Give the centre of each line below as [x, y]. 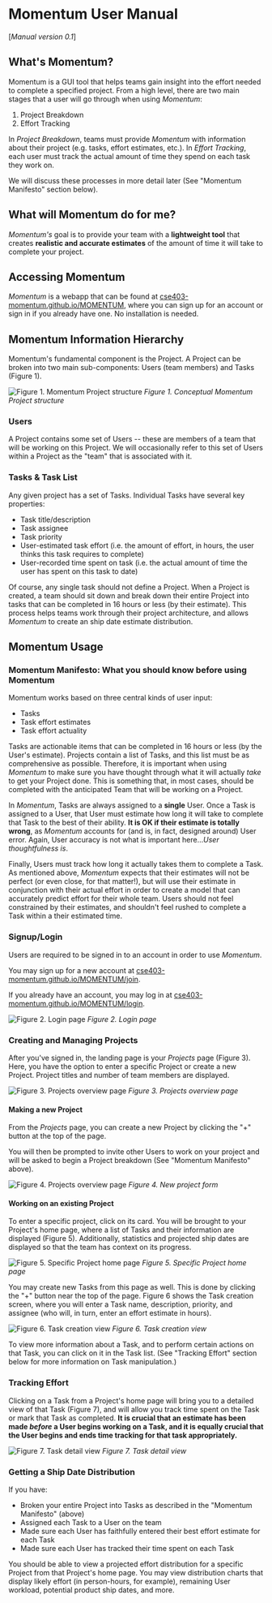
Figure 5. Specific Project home [194, 1263]
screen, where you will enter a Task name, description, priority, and [121, 1304]
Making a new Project [46, 1110]
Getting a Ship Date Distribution [72, 1472]
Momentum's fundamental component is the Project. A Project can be [125, 359]
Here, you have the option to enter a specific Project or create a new [123, 1067]
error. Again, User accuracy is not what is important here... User [114, 840]
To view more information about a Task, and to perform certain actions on [131, 1345]
